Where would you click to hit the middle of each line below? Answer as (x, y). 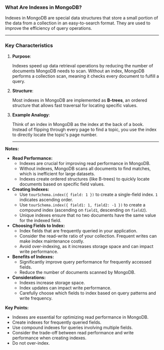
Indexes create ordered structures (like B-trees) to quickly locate (84, 179)
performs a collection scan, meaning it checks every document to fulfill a (86, 76)
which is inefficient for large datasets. (57, 174)
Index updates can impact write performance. (65, 288)
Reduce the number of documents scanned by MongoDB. (77, 272)
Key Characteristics (29, 45)
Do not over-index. (31, 343)
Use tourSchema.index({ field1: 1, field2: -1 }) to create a (82, 205)
